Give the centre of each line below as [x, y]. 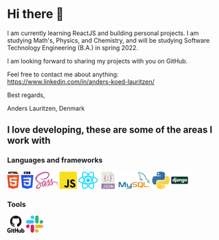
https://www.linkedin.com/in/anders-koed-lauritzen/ [81, 81]
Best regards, [26, 95]
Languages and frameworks [55, 160]
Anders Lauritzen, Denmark [46, 108]
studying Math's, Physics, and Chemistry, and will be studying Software [108, 40]
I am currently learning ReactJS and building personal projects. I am [103, 33]
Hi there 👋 [35, 14]
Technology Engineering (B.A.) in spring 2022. [73, 47]
